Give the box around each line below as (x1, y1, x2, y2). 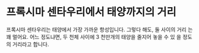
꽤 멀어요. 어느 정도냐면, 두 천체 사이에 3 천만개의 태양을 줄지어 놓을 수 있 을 (6, 33, 182, 40)
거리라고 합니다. (12, 41, 49, 48)
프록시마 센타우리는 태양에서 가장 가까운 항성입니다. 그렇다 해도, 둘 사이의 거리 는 (6, 26, 193, 33)
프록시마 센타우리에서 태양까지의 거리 (6, 5, 176, 19)
